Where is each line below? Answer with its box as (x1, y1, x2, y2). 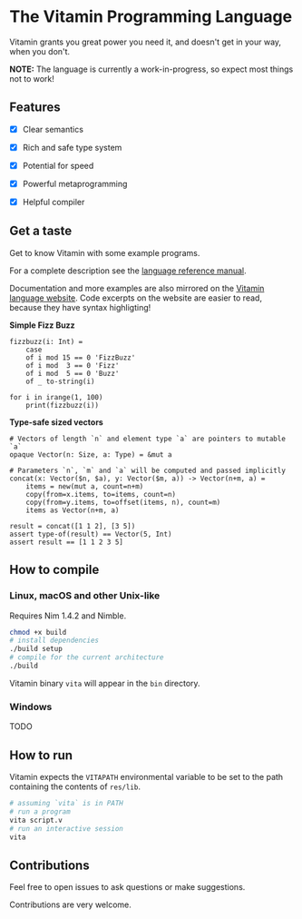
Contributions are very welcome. (9, 899, 132, 910)
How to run (9, 747, 73, 763)
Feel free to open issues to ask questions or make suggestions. (9, 882, 246, 893)
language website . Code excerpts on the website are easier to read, (9, 292, 263, 303)
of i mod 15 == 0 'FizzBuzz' (25, 352, 136, 362)
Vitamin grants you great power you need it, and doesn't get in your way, (9, 36, 282, 47)
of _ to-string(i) (25, 377, 95, 386)
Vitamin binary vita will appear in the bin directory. (9, 677, 201, 688)
